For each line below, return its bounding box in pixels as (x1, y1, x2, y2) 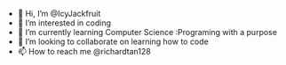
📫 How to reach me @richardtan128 (17, 47, 151, 56)
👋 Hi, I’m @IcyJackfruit (17, 9, 101, 18)
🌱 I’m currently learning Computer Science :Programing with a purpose (17, 27, 278, 37)
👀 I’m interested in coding (17, 18, 112, 28)
